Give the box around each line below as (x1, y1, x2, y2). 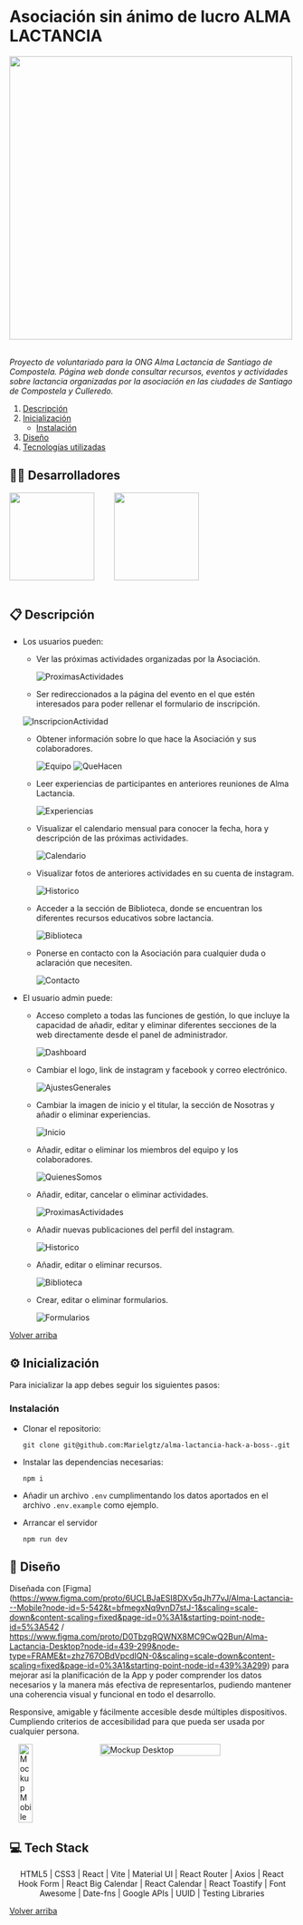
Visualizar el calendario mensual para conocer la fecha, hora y (35, 822, 270, 833)
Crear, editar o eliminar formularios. (35, 1294, 169, 1305)
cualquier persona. (9, 1726, 80, 1737)
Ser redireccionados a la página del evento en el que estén (35, 688, 256, 699)
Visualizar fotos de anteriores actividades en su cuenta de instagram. (35, 868, 295, 879)
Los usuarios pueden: (22, 636, 104, 647)
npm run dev (22, 1534, 68, 1543)
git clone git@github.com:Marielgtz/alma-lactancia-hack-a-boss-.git (22, 1440, 291, 1450)
